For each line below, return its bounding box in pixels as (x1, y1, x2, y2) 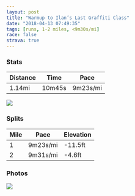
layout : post (6, 9, 40, 15)
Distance (9, 73, 36, 82)
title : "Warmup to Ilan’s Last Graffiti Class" (6, 15, 130, 21)
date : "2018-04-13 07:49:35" (6, 20, 81, 26)
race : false (6, 32, 37, 38)
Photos (6, 169, 28, 178)
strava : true (6, 37, 40, 43)
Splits (6, 115, 24, 123)
